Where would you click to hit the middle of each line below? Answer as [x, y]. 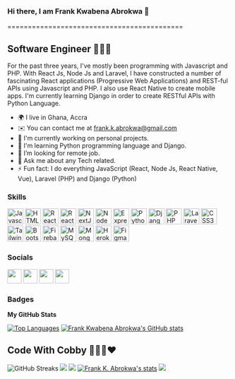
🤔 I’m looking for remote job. [59, 153]
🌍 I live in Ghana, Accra [53, 118]
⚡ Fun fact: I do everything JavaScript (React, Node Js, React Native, [117, 169]
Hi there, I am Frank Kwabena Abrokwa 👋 [78, 11]
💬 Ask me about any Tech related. [67, 161]
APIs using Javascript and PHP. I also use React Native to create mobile [112, 88]
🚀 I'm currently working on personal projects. [83, 138]
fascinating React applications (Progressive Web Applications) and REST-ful [117, 81]
